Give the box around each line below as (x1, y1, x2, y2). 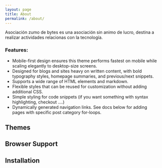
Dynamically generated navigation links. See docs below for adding (12, 104, 147, 110)
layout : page (5, 7, 32, 12)
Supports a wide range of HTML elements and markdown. (12, 78, 129, 84)
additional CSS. (12, 88, 43, 95)
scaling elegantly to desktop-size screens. (12, 63, 97, 68)
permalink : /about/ (5, 16, 45, 21)
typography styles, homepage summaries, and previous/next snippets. (12, 73, 154, 79)
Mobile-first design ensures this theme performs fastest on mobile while (12, 58, 157, 64)
